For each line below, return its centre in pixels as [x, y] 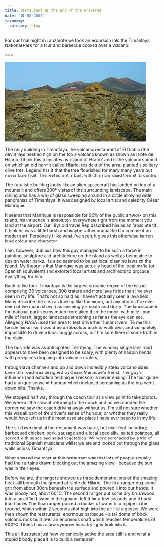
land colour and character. [32, 241]
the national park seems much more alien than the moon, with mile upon [78, 312]
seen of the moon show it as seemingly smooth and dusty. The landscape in [82, 307]
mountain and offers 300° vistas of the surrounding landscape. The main [79, 190]
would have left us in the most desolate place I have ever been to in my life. [81, 418]
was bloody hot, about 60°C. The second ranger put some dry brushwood [80, 493]
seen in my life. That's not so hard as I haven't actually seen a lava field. [78, 296]
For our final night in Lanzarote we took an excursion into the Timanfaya [78, 40]
